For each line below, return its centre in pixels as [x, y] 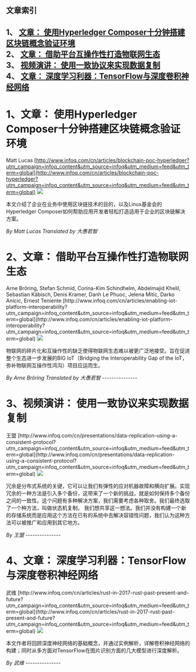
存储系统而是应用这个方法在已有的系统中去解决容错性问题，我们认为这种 [98, 515]
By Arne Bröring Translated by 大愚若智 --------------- [72, 378]
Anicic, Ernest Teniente [34, 301]
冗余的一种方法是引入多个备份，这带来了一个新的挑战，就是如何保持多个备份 [98, 493]
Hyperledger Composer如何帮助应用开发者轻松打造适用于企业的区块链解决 [96, 211]
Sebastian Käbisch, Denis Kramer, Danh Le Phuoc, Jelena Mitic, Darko [90, 294]
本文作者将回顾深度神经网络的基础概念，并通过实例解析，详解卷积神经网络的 [98, 643]
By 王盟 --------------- [34, 535]
